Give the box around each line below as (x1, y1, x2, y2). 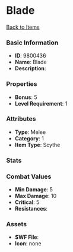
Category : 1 (14, 134, 45, 142)
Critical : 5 (14, 199, 40, 206)
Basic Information (6, 38, 59, 47)
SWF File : (14, 233, 39, 241)
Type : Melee (14, 128, 46, 136)
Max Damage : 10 (14, 193, 57, 200)
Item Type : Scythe (14, 141, 61, 148)
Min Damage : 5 (14, 186, 53, 193)
